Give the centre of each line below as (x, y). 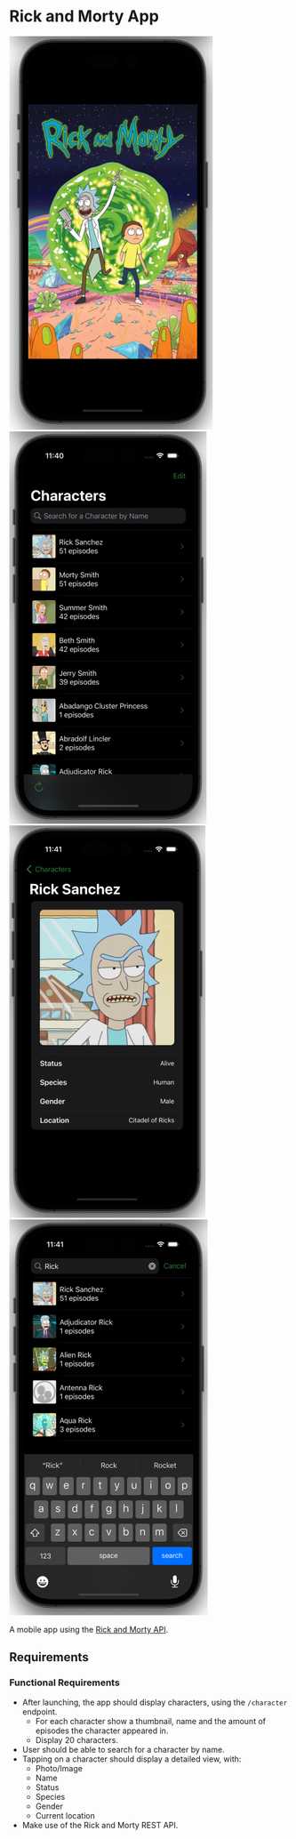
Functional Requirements (64, 1682)
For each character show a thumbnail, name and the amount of (151, 1721)
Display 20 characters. (76, 1739)
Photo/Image (59, 1768)
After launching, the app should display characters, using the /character (155, 1702)
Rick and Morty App (84, 16)
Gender (49, 1806)
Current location (65, 1815)
